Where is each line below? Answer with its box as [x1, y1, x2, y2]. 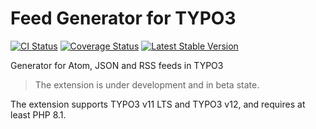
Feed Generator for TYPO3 [10, 7, 237, 30]
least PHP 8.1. [10, 108, 67, 121]
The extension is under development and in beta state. [34, 78, 260, 91]
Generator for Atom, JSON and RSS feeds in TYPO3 [10, 59, 224, 71]
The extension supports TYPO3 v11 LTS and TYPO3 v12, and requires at [10, 98, 306, 110]
